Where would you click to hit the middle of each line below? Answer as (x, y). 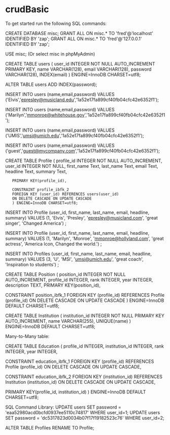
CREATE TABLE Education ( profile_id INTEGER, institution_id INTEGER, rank (84, 346)
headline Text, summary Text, (36, 171)
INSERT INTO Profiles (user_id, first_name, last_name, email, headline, (79, 254)
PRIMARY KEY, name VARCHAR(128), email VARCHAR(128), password (78, 69)
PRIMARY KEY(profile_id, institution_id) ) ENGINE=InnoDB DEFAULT (76, 392)
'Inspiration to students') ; (32, 264)
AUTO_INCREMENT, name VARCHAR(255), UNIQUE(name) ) (68, 321)
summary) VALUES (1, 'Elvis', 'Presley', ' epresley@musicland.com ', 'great (82, 218)
